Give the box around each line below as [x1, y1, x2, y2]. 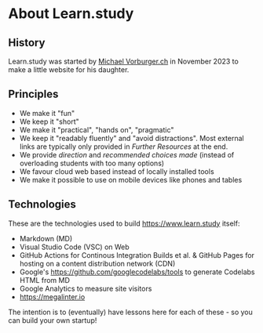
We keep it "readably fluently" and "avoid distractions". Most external [19, 133, 245, 143]
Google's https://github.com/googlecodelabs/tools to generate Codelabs [19, 267, 255, 277]
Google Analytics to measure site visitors [19, 284, 152, 293]
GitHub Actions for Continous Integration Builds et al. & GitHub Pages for [19, 250, 255, 259]
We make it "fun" [19, 108, 75, 118]
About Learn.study [8, 5, 134, 23]
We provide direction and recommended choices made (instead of [19, 150, 235, 159]
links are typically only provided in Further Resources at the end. [19, 142, 228, 151]
